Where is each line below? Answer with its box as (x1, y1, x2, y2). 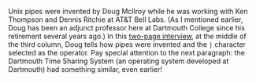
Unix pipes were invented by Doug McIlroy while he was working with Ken (8, 7, 248, 16)
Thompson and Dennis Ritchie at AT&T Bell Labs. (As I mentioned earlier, (8, 15, 243, 24)
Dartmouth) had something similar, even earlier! (8, 65, 163, 73)
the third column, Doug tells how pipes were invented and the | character (8, 40, 247, 49)
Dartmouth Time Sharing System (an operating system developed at (8, 56, 229, 66)
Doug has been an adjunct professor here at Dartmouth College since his (8, 23, 246, 32)
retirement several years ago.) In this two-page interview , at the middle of (8, 31, 247, 41)
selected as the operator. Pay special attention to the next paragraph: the (8, 48, 246, 57)
